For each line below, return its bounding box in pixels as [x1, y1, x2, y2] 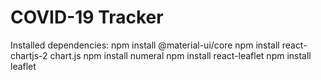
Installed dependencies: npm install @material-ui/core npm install [10, 39, 280, 51]
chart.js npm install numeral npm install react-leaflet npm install [49, 49, 312, 61]
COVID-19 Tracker [10, 6, 164, 29]
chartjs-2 [10, 49, 48, 61]
